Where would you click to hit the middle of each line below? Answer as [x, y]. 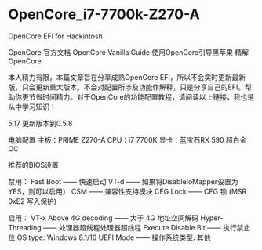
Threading [25, 227]
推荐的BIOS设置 [33, 165]
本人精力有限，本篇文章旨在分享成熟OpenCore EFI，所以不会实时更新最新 [127, 77]
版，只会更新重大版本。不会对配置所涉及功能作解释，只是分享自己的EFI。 [127, 87]
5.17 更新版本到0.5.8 [40, 123]
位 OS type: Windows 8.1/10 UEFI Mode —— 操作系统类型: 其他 [109, 237]
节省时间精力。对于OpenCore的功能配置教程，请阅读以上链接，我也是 [142, 96]
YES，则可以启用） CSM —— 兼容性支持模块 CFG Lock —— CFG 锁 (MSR [127, 191]
